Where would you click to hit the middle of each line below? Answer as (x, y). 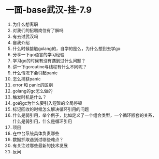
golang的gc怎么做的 (32, 91)
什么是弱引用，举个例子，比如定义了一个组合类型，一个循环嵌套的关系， (84, 115)
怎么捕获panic (27, 79)
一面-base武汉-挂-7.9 (49, 10)
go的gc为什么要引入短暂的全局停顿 (47, 103)
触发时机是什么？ (29, 97)
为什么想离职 (25, 24)
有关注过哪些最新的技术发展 (40, 145)
